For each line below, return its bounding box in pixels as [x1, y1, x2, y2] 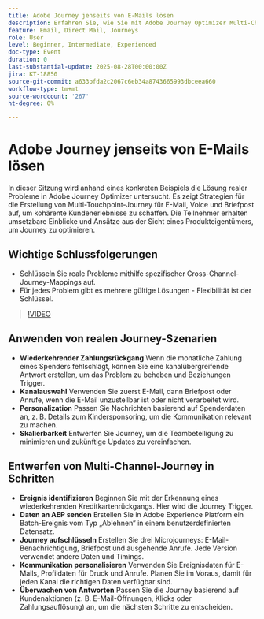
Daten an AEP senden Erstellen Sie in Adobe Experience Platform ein [19, 509, 244, 519]
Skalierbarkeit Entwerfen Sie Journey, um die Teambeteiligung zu [19, 428, 234, 438]
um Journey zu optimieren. [8, 226, 96, 235]
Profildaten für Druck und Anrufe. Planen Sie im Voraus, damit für [40, 569, 252, 578]
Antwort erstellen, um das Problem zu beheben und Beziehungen [19, 370, 232, 379]
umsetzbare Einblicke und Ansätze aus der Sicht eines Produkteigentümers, [8, 217, 254, 226]
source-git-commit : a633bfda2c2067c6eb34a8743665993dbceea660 [8, 77, 216, 85]
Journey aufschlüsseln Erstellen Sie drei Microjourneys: [19, 535, 203, 544]
